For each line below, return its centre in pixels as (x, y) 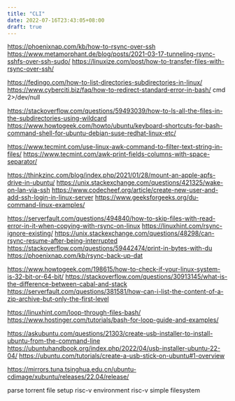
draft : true (24, 27)
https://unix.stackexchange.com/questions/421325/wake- (140, 183)
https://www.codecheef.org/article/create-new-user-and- (135, 190)
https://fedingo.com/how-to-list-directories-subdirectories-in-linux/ (105, 83)
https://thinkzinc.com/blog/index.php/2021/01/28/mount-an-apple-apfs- (112, 175)
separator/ (22, 162)
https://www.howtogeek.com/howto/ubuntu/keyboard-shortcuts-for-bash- (115, 126)
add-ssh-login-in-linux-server (50, 197)
